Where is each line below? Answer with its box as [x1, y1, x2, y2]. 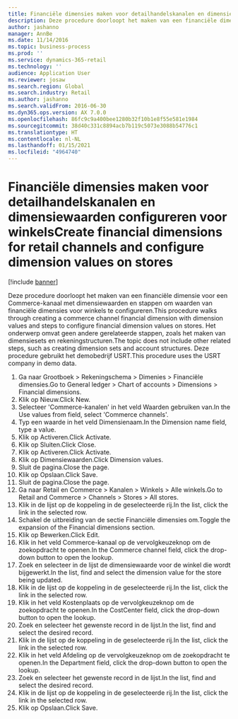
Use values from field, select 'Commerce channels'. [18, 410, 169, 418]
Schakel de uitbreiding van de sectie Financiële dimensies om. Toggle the [18, 515, 231, 524]
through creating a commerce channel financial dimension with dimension [8, 314, 223, 322]
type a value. [18, 425, 56, 434]
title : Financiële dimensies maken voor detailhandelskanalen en [8, 10, 204, 18]
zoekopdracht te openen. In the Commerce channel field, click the [18, 546, 209, 554]
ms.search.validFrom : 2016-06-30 [8, 103, 107, 110]
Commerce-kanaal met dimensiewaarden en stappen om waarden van [8, 299, 213, 307]
